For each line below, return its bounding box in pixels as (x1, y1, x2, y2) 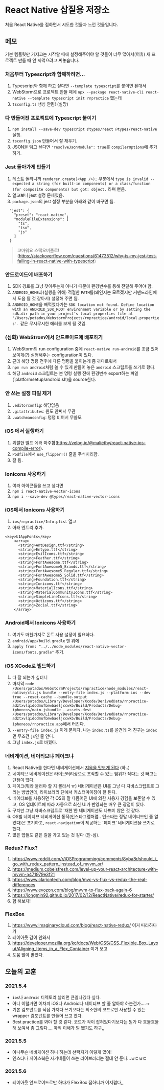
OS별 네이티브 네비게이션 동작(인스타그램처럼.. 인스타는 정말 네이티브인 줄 (12, 813, 153, 820)
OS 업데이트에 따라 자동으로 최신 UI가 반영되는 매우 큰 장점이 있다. (19, 801, 145, 808)
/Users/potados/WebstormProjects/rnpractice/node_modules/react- (12, 686, 148, 691)
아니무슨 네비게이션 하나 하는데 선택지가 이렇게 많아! (12, 1049, 112, 1055)
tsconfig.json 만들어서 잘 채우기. (12, 138, 77, 144)
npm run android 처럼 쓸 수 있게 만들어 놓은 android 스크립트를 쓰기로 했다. (12, 364, 156, 370)
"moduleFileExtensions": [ (14, 216, 69, 222)
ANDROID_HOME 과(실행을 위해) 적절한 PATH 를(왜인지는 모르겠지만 (12, 289, 132, 295)
